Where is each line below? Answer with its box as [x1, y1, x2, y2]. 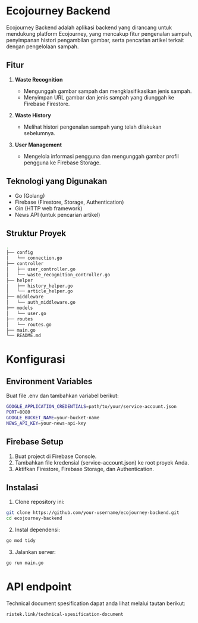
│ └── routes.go [6, 322, 52, 328]
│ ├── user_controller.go [6, 266, 76, 272]
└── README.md [6, 332, 42, 339]
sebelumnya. [23, 129, 55, 136]
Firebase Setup [6, 437, 64, 447]
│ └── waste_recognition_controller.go [6, 272, 111, 278]
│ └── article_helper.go [6, 288, 73, 294]
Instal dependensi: [14, 526, 61, 534]
